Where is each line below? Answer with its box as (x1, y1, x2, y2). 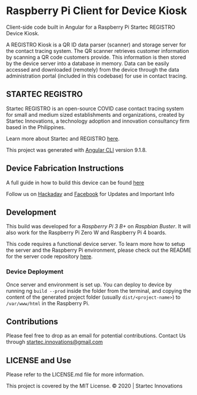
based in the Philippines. (6, 123, 66, 130)
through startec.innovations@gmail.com (6, 339, 103, 346)
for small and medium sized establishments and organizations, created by (6, 111, 185, 118)
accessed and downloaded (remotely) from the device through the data (6, 66, 179, 73)
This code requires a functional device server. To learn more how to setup (6, 241, 185, 248)
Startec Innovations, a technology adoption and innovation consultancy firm (6, 117, 190, 124)
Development (6, 207, 57, 217)
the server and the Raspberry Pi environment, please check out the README (6, 247, 192, 254)
